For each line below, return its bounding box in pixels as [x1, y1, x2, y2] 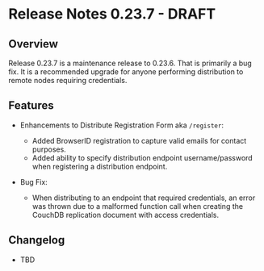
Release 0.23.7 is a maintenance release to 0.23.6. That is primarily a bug [8, 58, 252, 68]
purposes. [31, 144, 66, 154]
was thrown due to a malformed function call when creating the [31, 201, 244, 211]
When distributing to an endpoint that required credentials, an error [31, 193, 256, 202]
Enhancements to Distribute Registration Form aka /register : [19, 120, 224, 130]
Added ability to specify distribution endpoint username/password [31, 152, 253, 162]
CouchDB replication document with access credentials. [31, 210, 220, 219]
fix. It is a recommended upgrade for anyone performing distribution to [8, 67, 244, 77]
